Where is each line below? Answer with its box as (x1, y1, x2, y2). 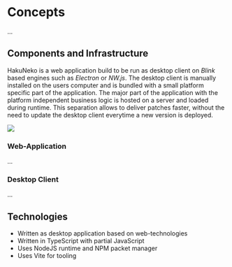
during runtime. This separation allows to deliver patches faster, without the (7, 103, 225, 112)
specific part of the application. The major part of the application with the (7, 88, 219, 96)
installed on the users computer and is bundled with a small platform (7, 81, 205, 89)
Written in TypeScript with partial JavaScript (17, 237, 145, 245)
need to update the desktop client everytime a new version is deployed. (7, 110, 213, 119)
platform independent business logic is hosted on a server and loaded (7, 96, 209, 104)
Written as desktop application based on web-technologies (17, 229, 188, 238)
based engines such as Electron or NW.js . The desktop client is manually (7, 73, 217, 82)
